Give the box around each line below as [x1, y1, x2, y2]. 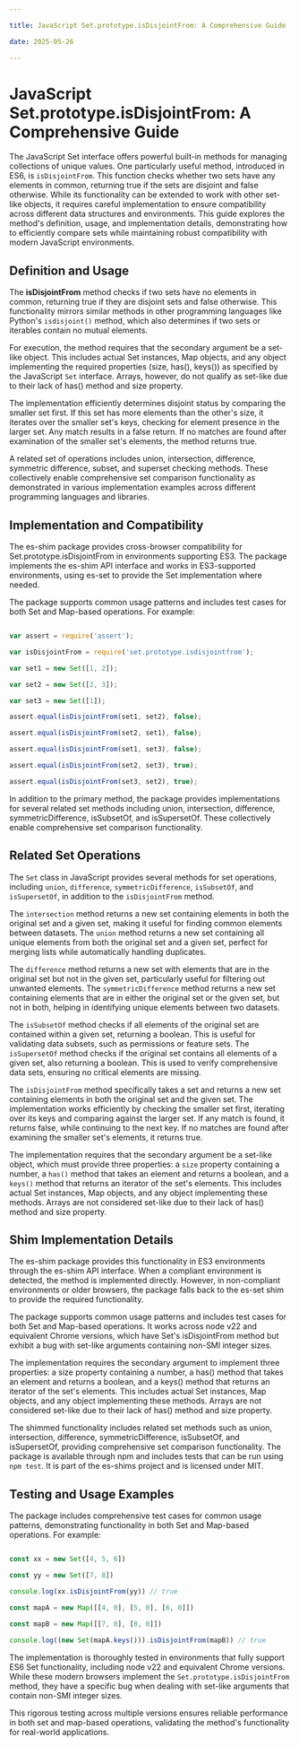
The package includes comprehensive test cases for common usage [9, 1510, 262, 1521]
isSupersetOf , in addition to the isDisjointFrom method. [9, 890, 215, 901]
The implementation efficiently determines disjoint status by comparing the [9, 398, 286, 409]
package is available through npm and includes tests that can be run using [9, 1451, 284, 1462]
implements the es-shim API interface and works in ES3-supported [9, 560, 257, 571]
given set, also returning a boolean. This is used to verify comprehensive [9, 1057, 278, 1068]
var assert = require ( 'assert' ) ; [9, 631, 134, 641]
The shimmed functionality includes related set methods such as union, [9, 1422, 273, 1433]
